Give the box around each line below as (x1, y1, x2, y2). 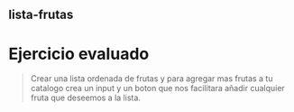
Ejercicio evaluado (8, 43, 150, 64)
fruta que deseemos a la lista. (30, 92, 142, 103)
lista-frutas (8, 7, 74, 23)
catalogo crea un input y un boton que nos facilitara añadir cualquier (30, 83, 285, 94)
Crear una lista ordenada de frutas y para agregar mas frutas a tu (30, 73, 273, 84)
